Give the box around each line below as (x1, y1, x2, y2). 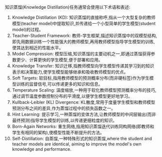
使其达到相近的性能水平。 (12, 45, 64, 50)
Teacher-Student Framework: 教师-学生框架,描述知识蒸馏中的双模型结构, (12, 33, 158, 38)
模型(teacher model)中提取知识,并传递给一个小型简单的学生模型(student (12, 21, 156, 26)
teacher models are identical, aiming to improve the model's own (12, 141, 142, 147)
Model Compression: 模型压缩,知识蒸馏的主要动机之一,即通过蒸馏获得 (12, 51, 151, 57)
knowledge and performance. (12, 146, 72, 152)
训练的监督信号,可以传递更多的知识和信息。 (16, 81, 103, 87)
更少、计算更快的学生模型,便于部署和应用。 (16, 57, 103, 63)
